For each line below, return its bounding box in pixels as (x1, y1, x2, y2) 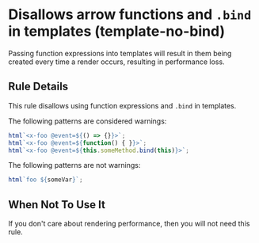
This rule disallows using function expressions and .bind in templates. (8, 101, 237, 110)
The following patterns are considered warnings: (8, 116, 167, 126)
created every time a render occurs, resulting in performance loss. (8, 57, 225, 66)
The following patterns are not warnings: (8, 161, 141, 170)
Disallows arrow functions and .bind (8, 6, 252, 24)
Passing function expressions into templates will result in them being (8, 48, 232, 58)
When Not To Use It (8, 198, 105, 211)
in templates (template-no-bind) (8, 22, 226, 40)
